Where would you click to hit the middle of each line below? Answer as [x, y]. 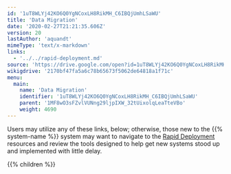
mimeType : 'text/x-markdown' [49, 45]
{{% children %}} [32, 164]
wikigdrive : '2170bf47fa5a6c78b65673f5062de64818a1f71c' [90, 71]
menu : [15, 77]
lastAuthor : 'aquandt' [40, 39]
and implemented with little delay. [55, 151]
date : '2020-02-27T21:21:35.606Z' [57, 26]
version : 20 [24, 33]
